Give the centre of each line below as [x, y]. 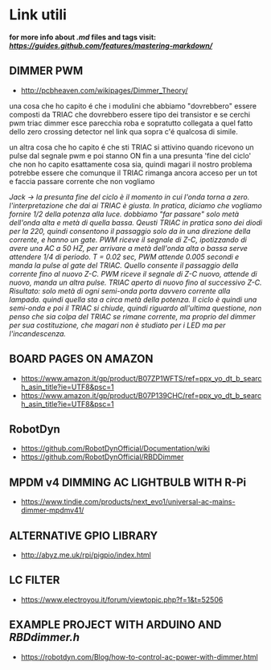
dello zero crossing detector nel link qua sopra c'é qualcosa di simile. [123, 131]
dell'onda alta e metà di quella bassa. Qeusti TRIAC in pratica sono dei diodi [136, 222]
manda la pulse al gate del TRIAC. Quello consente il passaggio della [124, 265]
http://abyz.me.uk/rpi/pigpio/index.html [86, 555]
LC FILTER [35, 580]
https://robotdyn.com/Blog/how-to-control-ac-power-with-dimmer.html [139, 656]
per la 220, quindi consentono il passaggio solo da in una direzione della [130, 231]
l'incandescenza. [38, 333]
